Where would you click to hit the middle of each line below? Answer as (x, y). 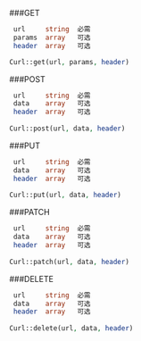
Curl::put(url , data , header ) (66, 195)
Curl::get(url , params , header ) (69, 62)
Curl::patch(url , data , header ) (69, 262)
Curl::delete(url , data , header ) (71, 329)
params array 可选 (52, 37)
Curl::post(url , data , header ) (67, 129)
